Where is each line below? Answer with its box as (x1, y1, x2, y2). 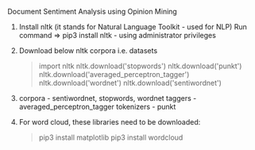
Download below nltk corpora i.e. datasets (18, 46, 158, 55)
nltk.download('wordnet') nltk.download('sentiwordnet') (38, 79, 222, 87)
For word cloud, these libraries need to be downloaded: (18, 117, 201, 126)
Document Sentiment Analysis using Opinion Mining (7, 7, 178, 16)
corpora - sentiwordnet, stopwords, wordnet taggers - (18, 94, 197, 102)
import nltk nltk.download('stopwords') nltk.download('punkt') (38, 61, 242, 71)
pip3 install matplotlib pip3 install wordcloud (38, 133, 184, 142)
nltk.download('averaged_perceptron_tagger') (38, 70, 190, 79)
